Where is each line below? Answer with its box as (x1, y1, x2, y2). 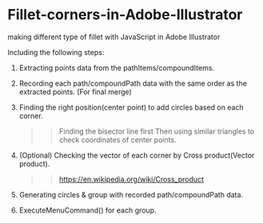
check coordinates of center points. (58, 134, 177, 145)
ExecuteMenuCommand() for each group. (18, 205, 157, 215)
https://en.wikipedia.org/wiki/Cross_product (58, 174, 205, 184)
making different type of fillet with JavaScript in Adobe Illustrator (7, 32, 221, 42)
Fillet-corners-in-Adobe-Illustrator (7, 6, 243, 24)
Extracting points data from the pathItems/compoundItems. (18, 62, 215, 73)
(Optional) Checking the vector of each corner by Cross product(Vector (18, 150, 255, 160)
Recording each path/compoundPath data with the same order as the (18, 78, 247, 88)
